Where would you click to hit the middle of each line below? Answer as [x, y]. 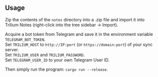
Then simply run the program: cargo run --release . [56, 69]
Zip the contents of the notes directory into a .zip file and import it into [75, 19]
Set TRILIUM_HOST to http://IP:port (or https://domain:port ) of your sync [79, 44]
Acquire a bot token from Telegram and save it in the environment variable [79, 34]
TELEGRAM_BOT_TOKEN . [25, 39]
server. [12, 49]
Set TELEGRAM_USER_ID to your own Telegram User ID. [57, 60]
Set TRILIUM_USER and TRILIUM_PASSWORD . [45, 55]
